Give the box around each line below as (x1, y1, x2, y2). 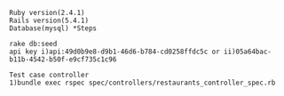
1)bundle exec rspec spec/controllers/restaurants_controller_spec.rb (9, 78, 276, 87)
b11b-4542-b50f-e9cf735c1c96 (9, 55, 117, 64)
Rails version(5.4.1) (9, 16, 90, 25)
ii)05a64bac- (223, 47, 272, 56)
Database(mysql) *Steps (9, 24, 98, 33)
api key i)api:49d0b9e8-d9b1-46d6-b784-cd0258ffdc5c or (9, 47, 220, 56)
